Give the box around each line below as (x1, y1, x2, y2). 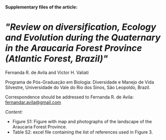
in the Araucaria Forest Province (5, 42, 142, 54)
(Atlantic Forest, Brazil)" (5, 53, 108, 64)
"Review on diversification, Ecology (5, 21, 157, 32)
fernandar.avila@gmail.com (5, 99, 61, 105)
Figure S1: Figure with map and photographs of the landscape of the (12, 118, 152, 124)
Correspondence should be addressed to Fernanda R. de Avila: (5, 94, 134, 100)
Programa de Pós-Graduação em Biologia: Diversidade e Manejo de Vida (5, 79, 154, 85)
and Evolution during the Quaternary (5, 32, 161, 43)
